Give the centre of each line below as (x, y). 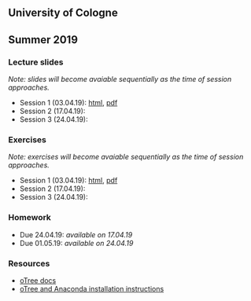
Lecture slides (36, 62)
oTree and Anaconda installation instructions (92, 288)
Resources (29, 263)
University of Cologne (63, 13)
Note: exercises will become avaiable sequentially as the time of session (126, 157)
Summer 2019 (43, 40)
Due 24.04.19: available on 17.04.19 (76, 234)
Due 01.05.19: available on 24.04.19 (76, 243)
